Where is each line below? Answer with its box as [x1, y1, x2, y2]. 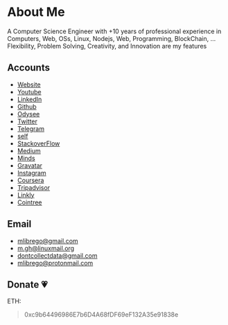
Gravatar [17, 161, 43, 170]
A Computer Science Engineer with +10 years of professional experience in [7, 27, 222, 35]
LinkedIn [17, 95, 42, 103]
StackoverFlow [17, 139, 60, 148]
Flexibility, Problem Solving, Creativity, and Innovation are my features [7, 42, 207, 50]
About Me [7, 4, 65, 20]
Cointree [17, 198, 43, 207]
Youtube [17, 87, 42, 96]
